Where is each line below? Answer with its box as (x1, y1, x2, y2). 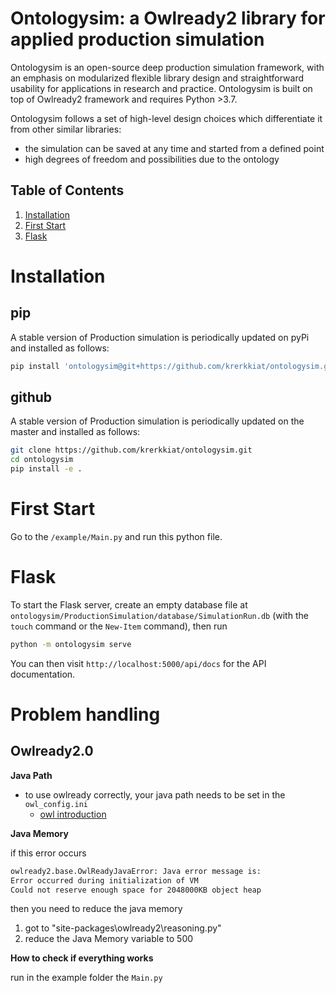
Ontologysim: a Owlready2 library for (10, 7, 326, 30)
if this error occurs (10, 847, 87, 859)
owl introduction (39, 808, 107, 820)
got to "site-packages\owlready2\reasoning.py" (24, 922, 222, 934)
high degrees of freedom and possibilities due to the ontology (24, 153, 280, 165)
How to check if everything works (10, 952, 154, 964)
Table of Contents (10, 182, 125, 199)
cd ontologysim (10, 455, 74, 465)
